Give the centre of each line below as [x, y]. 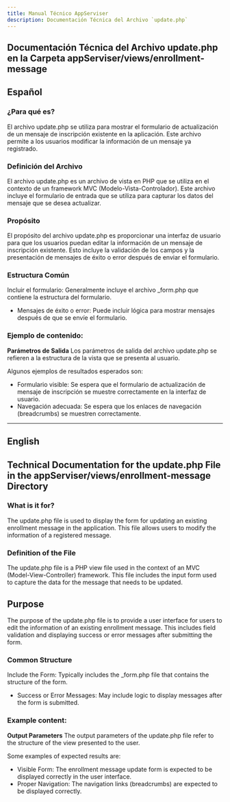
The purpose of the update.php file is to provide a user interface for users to [115, 620]
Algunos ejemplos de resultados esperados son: [75, 371]
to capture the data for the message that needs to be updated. [95, 582]
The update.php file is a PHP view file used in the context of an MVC [104, 568]
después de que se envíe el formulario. [72, 318]
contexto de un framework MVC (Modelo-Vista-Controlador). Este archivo [111, 188]
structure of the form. [37, 682]
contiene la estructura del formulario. [59, 297]
